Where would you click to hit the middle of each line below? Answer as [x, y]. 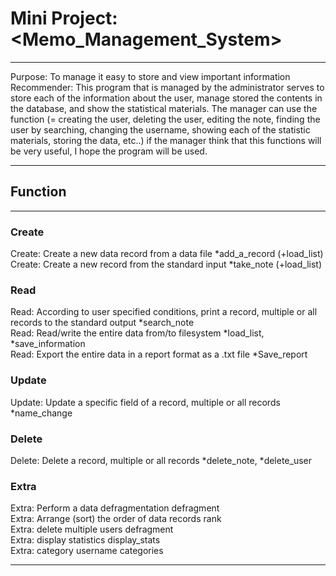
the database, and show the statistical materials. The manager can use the [164, 108]
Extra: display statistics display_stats [85, 540]
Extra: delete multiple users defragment [92, 529]
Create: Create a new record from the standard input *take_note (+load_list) [166, 264]
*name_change [41, 413]
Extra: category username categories [87, 551]
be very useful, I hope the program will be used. [109, 151]
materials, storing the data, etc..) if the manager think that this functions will [166, 140]
